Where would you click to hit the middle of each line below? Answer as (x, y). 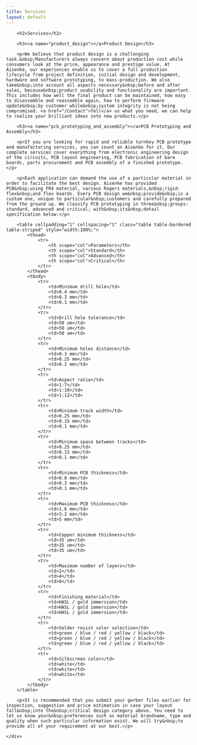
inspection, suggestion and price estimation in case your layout (89, 705)
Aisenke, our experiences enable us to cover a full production (87, 69)
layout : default (26, 17)
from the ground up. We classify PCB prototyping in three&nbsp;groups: (97, 204)
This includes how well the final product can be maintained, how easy (96, 95)
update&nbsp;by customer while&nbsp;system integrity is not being (91, 106)
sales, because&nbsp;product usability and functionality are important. (99, 90)
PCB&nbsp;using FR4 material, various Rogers (63, 188)
